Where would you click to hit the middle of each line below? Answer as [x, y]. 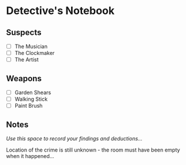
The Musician [31, 46]
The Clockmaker [34, 53]
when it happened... [30, 156]
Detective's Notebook [60, 11]
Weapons [24, 78]
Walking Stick [31, 99]
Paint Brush [28, 106]
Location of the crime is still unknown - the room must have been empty [93, 150]
